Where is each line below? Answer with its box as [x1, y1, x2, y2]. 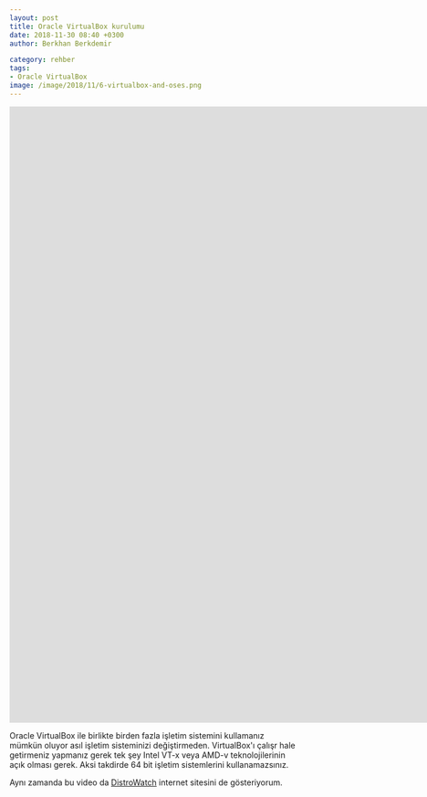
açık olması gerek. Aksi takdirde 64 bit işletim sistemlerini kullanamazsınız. [9, 759, 289, 770]
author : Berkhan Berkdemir [9, 38, 112, 48]
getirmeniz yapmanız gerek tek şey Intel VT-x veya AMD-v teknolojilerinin [9, 750, 286, 760]
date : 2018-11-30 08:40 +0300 [9, 30, 125, 39]
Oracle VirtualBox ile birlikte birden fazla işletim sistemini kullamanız [9, 729, 265, 740]
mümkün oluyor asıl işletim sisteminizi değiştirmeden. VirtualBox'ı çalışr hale [9, 739, 296, 750]
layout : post [9, 13, 59, 23]
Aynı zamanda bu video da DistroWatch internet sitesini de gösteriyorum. [9, 777, 283, 788]
